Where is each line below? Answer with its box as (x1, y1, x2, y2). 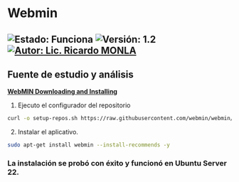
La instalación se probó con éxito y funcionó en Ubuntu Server (7, 159, 228, 168)
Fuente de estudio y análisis (7, 68, 134, 80)
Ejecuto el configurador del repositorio (17, 101, 131, 109)
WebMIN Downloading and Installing (7, 87, 117, 96)
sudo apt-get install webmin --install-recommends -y (7, 141, 171, 149)
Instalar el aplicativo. (17, 128, 78, 136)
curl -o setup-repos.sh (7, 115, 78, 122)
